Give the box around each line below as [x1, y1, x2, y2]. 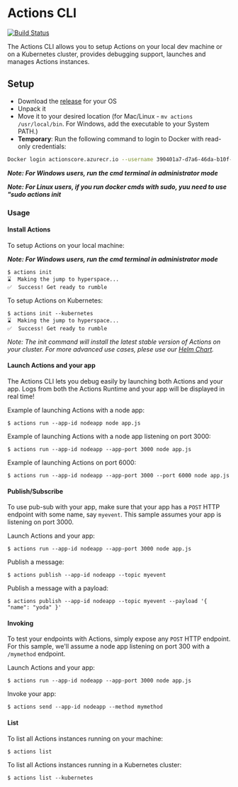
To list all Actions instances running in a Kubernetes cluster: [7, 760, 182, 769]
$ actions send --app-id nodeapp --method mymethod [7, 703, 163, 711]
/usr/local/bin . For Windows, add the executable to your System [17, 119, 210, 128]
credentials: [31, 142, 67, 151]
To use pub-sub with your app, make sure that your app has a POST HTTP [7, 503, 220, 511]
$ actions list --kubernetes [7, 774, 93, 781]
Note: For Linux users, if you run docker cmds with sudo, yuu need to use [7, 183, 227, 191]
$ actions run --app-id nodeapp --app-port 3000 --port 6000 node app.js [7, 472, 230, 479]
